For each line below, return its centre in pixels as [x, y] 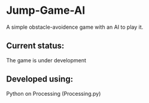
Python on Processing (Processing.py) [54, 93]
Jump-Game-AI [46, 10]
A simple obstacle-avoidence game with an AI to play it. [75, 27]
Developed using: [40, 79]
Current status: [35, 46]
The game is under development [46, 60]
